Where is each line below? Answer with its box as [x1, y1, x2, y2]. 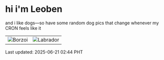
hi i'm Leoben [5, 3, 62, 15]
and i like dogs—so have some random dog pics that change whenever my [5, 20, 159, 26]
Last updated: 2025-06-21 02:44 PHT [5, 49, 83, 55]
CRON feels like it [5, 25, 41, 31]
